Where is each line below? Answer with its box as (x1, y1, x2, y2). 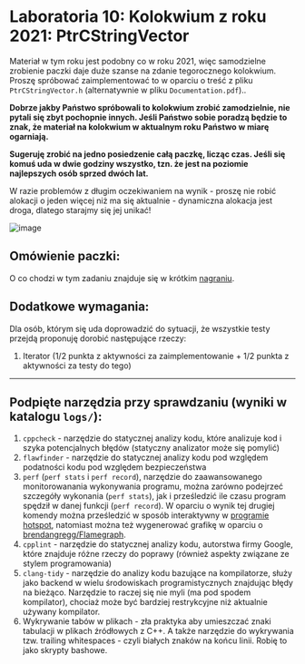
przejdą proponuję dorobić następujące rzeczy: (9, 333, 187, 344)
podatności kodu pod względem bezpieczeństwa (22, 462, 207, 473)
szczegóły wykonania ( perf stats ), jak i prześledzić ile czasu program (22, 491, 287, 502)
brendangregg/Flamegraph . (22, 529, 127, 541)
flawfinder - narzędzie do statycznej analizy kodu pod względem (22, 452, 269, 464)
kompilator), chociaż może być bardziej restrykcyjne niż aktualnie (22, 597, 268, 608)
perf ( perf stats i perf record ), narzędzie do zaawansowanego (22, 472, 263, 483)
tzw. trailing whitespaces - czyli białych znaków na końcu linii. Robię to (22, 635, 288, 646)
